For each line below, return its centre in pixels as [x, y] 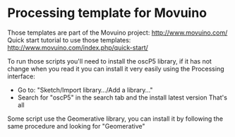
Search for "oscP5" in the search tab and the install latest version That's [122, 97]
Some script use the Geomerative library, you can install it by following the [115, 119]
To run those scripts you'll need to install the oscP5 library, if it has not [109, 61]
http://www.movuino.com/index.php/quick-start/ [78, 47]
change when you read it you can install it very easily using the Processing [116, 68]
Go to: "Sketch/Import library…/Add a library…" [85, 90]
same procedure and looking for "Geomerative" [76, 126]
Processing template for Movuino [107, 13]
